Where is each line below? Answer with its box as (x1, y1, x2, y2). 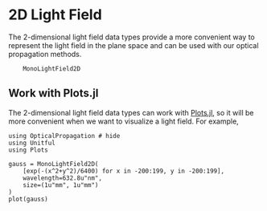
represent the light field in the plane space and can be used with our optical (8, 40, 259, 50)
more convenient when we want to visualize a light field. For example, (8, 116, 239, 126)
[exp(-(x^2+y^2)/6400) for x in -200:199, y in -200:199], (23, 167, 225, 175)
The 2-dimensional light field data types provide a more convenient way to (8, 32, 255, 42)
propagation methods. (8, 49, 82, 59)
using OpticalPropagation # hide (8, 132, 121, 140)
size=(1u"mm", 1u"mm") (23, 181, 99, 189)
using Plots (8, 146, 48, 154)
